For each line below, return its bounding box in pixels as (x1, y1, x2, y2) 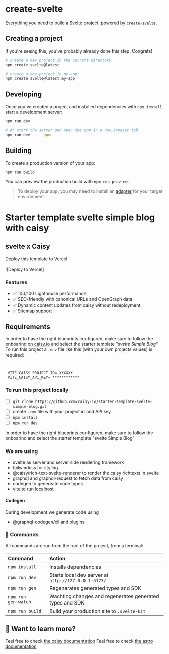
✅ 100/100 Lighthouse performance (12, 290, 87, 296)
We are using (5, 447, 38, 455)
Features (5, 279, 28, 286)
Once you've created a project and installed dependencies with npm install (5, 104, 162, 110)
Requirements (5, 323, 50, 331)
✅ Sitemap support (12, 308, 52, 314)
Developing (5, 90, 42, 98)
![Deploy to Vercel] (5, 266, 44, 273)
